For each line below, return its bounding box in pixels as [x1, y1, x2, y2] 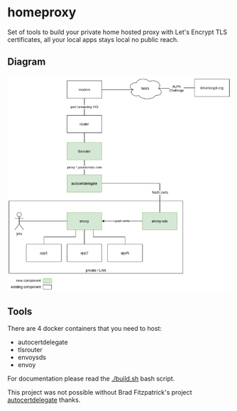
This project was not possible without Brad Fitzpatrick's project [7, 388, 193, 397]
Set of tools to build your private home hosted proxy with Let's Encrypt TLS [7, 28, 228, 36]
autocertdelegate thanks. [7, 395, 81, 405]
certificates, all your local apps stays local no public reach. [7, 35, 179, 43]
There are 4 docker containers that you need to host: [7, 324, 162, 333]
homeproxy [7, 4, 77, 21]
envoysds [17, 353, 46, 362]
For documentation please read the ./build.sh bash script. [7, 374, 175, 383]
